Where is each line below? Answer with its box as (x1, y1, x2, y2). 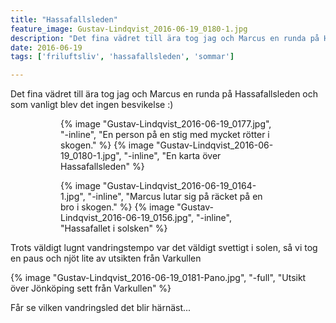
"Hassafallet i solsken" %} (60, 222, 168, 235)
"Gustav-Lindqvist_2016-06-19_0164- (102, 180, 257, 192)
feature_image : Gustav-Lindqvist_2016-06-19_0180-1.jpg (10, 24, 248, 34)
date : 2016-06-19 (10, 42, 83, 53)
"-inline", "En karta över (123, 150, 222, 162)
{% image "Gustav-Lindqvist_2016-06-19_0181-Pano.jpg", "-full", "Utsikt (10, 272, 307, 284)
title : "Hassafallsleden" (10, 14, 118, 25)
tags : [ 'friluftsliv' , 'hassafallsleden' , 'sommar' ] (10, 52, 235, 62)
